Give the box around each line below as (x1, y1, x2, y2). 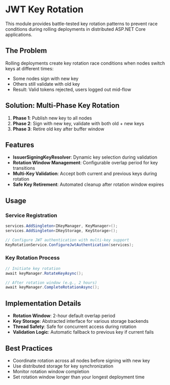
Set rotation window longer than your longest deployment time (12, 374, 145, 380)
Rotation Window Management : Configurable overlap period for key (12, 160, 158, 166)
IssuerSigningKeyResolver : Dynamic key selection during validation (12, 154, 158, 160)
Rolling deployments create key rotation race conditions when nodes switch (5, 60, 165, 66)
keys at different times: (5, 65, 54, 71)
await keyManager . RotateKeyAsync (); (5, 271, 83, 276)
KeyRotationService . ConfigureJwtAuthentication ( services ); (5, 242, 134, 247)
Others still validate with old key (12, 81, 80, 87)
